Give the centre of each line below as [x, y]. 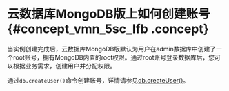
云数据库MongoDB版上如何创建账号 [109, 14]
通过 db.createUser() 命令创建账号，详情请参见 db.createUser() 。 [98, 80]
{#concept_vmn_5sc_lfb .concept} [108, 29]
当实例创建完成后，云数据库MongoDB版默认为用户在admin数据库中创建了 [111, 49]
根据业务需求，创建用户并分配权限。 [64, 66]
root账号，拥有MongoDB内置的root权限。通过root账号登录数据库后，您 [114, 57]
